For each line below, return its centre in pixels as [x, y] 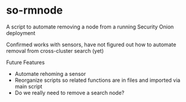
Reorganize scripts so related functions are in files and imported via [97, 80]
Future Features [26, 62]
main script [29, 86]
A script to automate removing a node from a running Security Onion [90, 27]
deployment [21, 33]
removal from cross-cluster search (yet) [55, 50]
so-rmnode [35, 10]
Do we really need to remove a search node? [70, 93]
